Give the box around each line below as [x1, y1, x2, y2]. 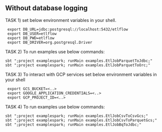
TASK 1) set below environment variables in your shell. [5, 17, 117, 23]
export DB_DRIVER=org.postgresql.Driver [7, 40, 93, 45]
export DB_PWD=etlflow [7, 35, 55, 40]
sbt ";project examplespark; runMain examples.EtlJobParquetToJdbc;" [5, 58, 153, 63]
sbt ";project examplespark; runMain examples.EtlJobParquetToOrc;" [5, 62, 151, 68]
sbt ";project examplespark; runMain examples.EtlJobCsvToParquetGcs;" [5, 118, 157, 123]
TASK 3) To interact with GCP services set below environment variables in [5, 71, 157, 77]
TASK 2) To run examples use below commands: [5, 48, 105, 54]
